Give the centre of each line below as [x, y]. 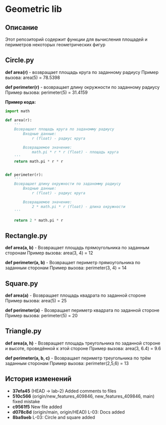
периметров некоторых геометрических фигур [55, 45]
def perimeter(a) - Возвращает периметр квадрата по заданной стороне [83, 310]
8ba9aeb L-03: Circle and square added [54, 417]
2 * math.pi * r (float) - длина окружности [79, 207]
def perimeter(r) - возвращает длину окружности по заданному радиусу [83, 87]
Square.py [22, 283]
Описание [22, 28]
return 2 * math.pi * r [39, 220]
